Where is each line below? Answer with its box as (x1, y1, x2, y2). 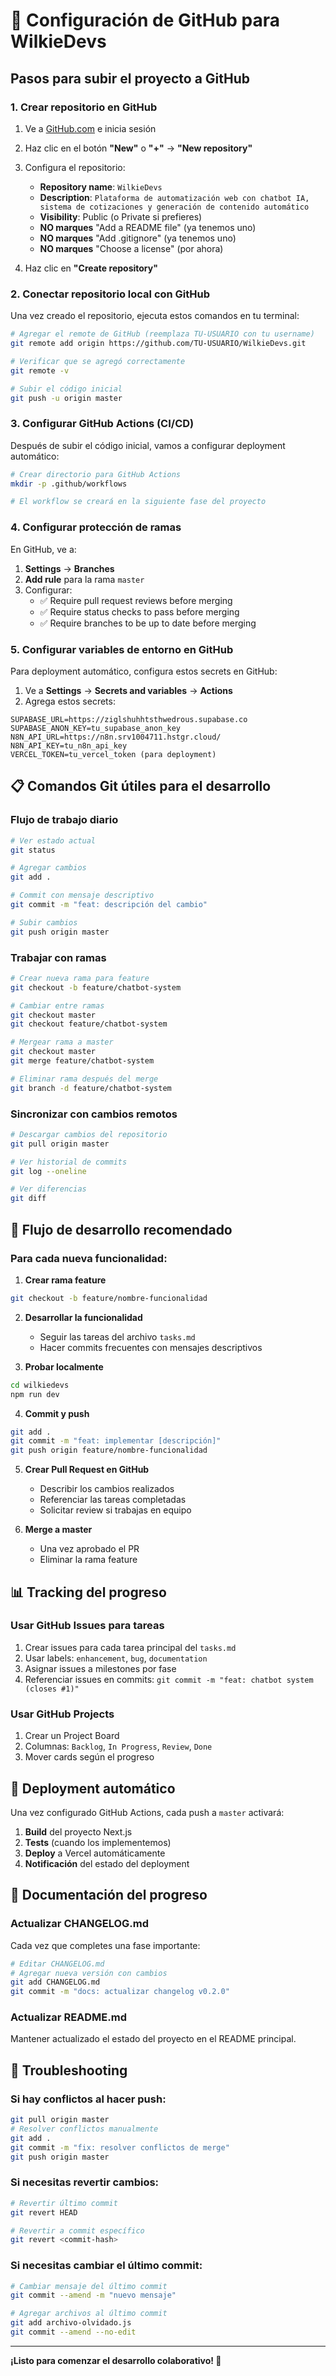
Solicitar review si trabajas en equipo (39, 1504, 192, 1516)
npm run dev (10, 1389, 60, 1399)
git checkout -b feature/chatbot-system (10, 982, 182, 993)
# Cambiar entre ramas (10, 1000, 105, 1011)
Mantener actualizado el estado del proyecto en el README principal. (10, 2033, 297, 2045)
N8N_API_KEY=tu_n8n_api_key (10, 740, 128, 751)
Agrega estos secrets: (24, 695, 116, 707)
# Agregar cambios (10, 863, 87, 873)
